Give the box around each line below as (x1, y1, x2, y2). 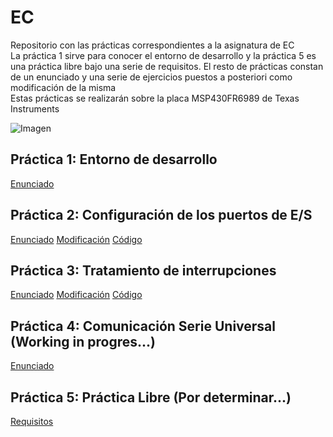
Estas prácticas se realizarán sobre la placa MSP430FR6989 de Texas (10, 92, 300, 104)
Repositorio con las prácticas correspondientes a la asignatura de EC (10, 39, 295, 51)
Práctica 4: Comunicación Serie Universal (10, 317, 276, 335)
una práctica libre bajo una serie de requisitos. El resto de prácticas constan (10, 60, 324, 72)
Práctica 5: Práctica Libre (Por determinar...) (10, 389, 292, 406)
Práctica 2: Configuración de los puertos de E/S (10, 207, 313, 224)
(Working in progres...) (10, 333, 157, 350)
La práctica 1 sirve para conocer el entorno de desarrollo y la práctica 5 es (10, 49, 317, 61)
